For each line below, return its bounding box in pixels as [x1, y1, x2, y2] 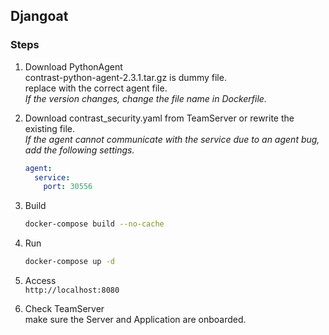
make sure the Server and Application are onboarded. [24, 314, 247, 326]
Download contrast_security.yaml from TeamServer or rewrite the [24, 112, 295, 124]
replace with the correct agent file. [24, 82, 168, 94]
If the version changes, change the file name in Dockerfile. [24, 92, 267, 104]
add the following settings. [24, 144, 135, 156]
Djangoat [10, 8, 69, 25]
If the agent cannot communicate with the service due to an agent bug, [24, 133, 320, 145]
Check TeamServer [24, 303, 105, 315]
